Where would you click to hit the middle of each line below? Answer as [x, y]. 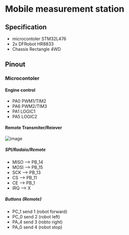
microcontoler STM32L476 [39, 39]
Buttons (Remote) [23, 199]
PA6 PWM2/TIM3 [30, 106]
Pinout [15, 64]
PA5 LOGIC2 [25, 116]
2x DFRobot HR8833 [33, 44]
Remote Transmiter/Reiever [34, 128]
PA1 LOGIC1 [24, 111]
